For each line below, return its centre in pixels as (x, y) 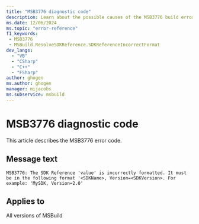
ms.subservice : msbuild (36, 94)
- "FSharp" (25, 72)
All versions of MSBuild (35, 216)
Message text (32, 159)
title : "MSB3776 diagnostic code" (49, 12)
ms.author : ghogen (29, 84)
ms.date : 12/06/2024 (32, 23)
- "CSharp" (25, 61)
